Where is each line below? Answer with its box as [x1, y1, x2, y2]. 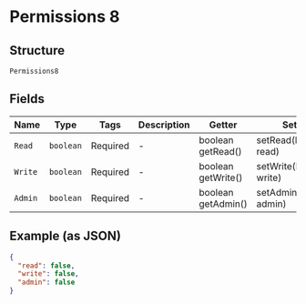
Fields [9, 91, 46, 106]
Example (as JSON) [9, 228, 121, 244]
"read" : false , [17, 261, 76, 270]
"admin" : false [17, 278, 76, 288]
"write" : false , [17, 269, 79, 279]
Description [138, 118, 190, 131]
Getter [209, 118, 238, 131]
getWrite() [199, 171, 243, 184]
